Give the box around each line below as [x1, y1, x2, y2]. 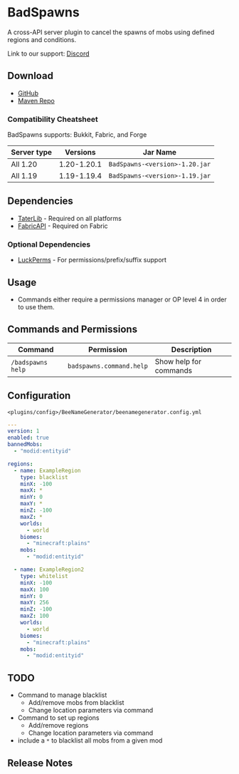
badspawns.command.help [67, 361, 148, 370]
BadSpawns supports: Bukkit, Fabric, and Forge [7, 130, 147, 139]
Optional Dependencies [7, 239, 91, 249]
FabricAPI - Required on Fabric [17, 222, 108, 230]
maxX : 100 [20, 586, 50, 593]
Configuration [7, 390, 71, 402]
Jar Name [142, 148, 176, 158]
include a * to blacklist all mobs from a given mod [17, 736, 163, 745]
